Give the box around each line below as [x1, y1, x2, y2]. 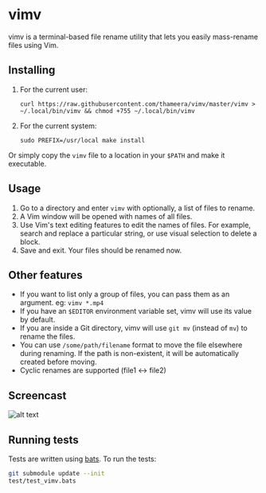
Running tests [8, 432, 80, 447]
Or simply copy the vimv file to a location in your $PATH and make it [8, 150, 225, 160]
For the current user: [19, 84, 88, 94]
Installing [8, 64, 56, 77]
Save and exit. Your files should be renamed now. [19, 245, 182, 255]
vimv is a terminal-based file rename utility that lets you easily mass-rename [8, 32, 259, 41]
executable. [8, 158, 47, 168]
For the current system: [19, 121, 97, 131]
